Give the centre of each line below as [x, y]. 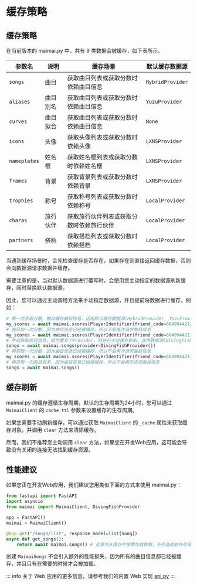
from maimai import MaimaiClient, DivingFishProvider [73, 507]
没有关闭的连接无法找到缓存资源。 [52, 450]
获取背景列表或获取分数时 [102, 177]
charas [18, 220]
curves [18, 122]
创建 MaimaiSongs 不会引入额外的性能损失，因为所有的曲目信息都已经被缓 [94, 556]
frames [18, 181]
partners [21, 240]
